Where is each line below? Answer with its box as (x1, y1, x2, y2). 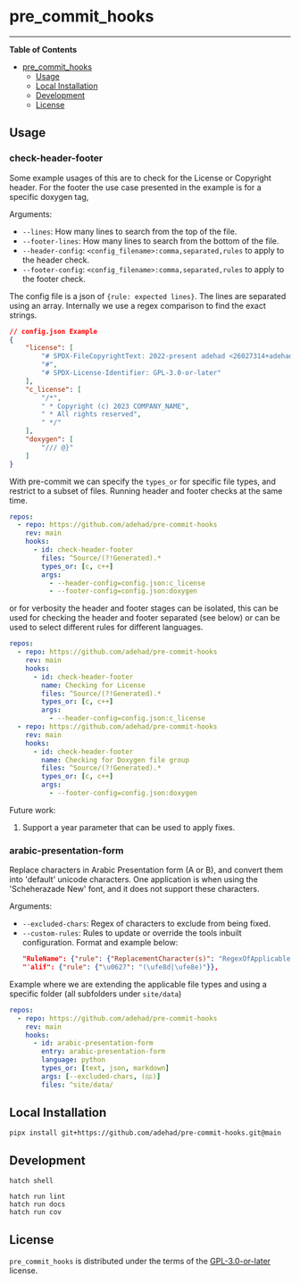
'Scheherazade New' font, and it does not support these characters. (9, 884, 260, 895)
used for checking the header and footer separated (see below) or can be (9, 612, 280, 623)
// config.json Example (9, 327, 98, 336)
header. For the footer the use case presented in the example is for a (9, 181, 262, 193)
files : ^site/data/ (41, 1080, 114, 1089)
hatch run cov (9, 1208, 62, 1217)
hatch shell (9, 1177, 54, 1186)
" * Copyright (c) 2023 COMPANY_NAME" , (41, 402, 190, 411)
